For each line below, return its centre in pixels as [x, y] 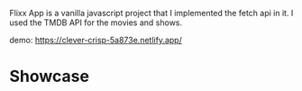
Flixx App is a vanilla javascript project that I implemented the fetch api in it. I [151, 13]
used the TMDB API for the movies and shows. [96, 23]
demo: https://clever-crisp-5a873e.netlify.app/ [96, 40]
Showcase [50, 77]
